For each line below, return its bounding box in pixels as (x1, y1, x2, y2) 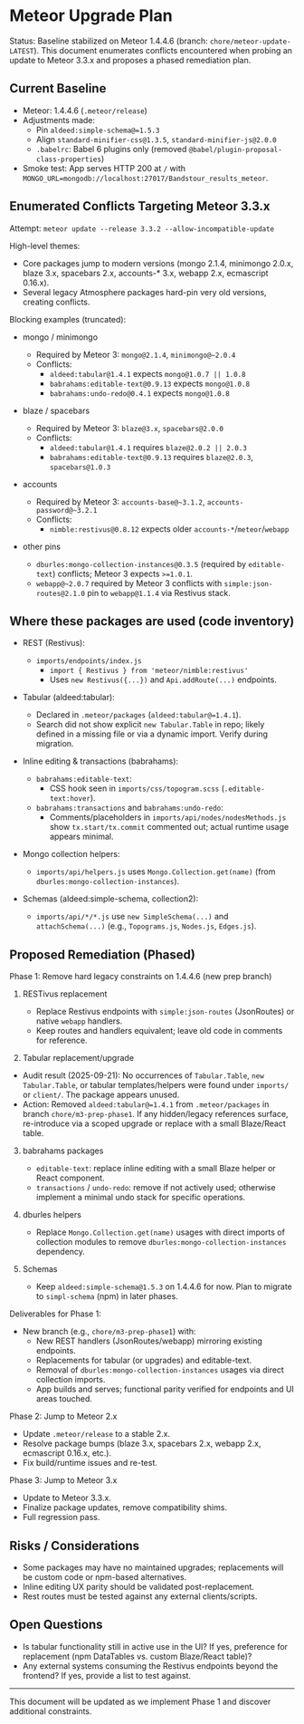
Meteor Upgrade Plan (9, 5, 174, 26)
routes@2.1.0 (35, 589, 86, 598)
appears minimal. (49, 831, 115, 843)
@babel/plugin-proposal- (188, 145, 282, 154)
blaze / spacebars (22, 405, 90, 416)
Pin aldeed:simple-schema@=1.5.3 (35, 124, 160, 135)
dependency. (35, 1247, 86, 1257)
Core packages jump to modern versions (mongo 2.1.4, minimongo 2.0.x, (22, 257, 294, 268)
